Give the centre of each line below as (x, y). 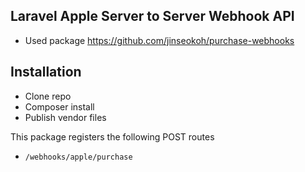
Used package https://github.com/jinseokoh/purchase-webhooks (159, 40)
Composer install (59, 106)
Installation (46, 72)
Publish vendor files (65, 117)
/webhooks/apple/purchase (78, 157)
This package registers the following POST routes (112, 136)
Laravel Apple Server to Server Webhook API (152, 16)
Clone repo (48, 96)
